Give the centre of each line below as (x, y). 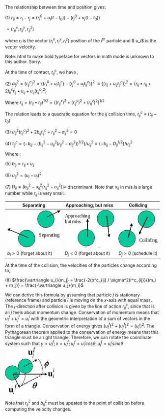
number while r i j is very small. (35, 194)
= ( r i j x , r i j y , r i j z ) (20, 29)
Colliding (138, 205)
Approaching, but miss (90, 205)
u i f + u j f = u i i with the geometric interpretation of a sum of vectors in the (78, 319)
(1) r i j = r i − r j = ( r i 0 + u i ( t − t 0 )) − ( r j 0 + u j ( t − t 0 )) (53, 18)
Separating (34, 205)
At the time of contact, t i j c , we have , (42, 72)
